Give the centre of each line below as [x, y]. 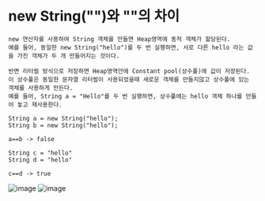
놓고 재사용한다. [40, 104]
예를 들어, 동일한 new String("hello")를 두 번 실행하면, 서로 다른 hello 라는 [126, 47]
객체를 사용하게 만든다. [41, 87]
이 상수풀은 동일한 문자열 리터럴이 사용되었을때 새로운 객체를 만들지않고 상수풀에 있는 [129, 80]
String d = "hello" [40, 160]
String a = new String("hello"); [63, 118]
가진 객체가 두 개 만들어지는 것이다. [68, 56]
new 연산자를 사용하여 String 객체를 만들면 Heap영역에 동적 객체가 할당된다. [119, 39]
